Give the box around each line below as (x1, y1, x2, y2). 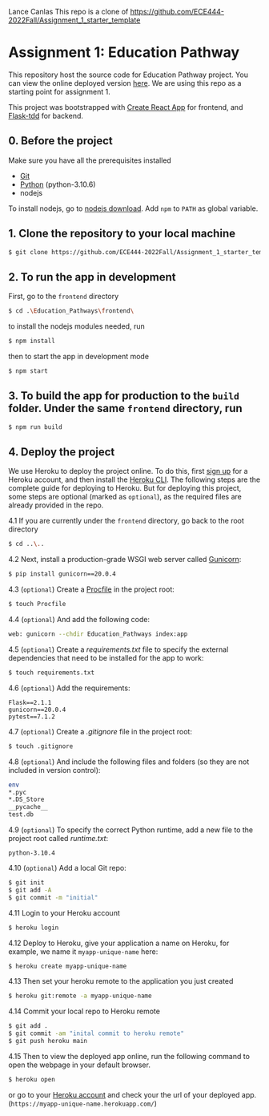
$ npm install (8, 337, 56, 346)
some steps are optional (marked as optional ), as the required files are (8, 492, 242, 502)
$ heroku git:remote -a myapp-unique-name (8, 992, 152, 1001)
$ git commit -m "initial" (8, 893, 98, 901)
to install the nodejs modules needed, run (8, 321, 146, 331)
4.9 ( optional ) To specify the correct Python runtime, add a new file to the (8, 825, 254, 835)
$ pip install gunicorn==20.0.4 (8, 570, 116, 578)
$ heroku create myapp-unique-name (8, 962, 127, 970)
